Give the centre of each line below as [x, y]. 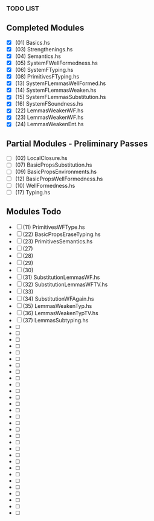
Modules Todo [34, 212]
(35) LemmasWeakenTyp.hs [57, 305]
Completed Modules [45, 28]
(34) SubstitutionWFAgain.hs [58, 299]
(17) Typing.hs [33, 192]
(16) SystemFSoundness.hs [49, 104]
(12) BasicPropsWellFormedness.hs [59, 179]
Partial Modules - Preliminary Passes [77, 143]
